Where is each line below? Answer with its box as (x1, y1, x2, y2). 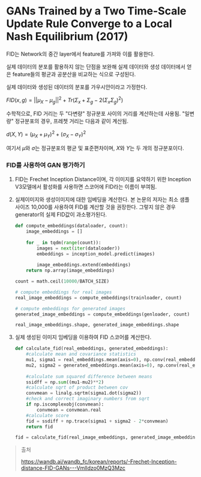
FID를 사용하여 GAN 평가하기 (6, 161, 85, 169)
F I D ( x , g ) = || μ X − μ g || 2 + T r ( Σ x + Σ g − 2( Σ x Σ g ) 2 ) (6, 95, 124, 105)
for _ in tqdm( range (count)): (26, 239, 101, 245)
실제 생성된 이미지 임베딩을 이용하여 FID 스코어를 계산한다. (14, 334, 152, 341)
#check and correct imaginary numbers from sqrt (26, 396, 150, 402)
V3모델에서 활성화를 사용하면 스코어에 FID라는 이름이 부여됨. (14, 183, 157, 190)
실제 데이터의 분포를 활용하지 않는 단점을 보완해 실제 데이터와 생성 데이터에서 (6, 63, 186, 70)
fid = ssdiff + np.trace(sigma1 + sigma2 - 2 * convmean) (26, 418, 169, 424)
